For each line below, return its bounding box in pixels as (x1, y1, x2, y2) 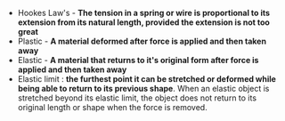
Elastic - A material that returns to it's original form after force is (17, 55, 259, 65)
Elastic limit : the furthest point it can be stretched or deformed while (17, 74, 276, 84)
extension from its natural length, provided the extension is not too (17, 17, 270, 28)
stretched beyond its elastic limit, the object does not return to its (17, 93, 256, 103)
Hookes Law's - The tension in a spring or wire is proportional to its (17, 8, 270, 18)
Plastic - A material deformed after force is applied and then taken (17, 36, 267, 46)
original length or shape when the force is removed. (17, 102, 208, 112)
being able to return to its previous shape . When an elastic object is (17, 84, 270, 93)
